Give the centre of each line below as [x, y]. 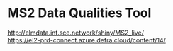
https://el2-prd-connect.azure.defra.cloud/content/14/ [87, 40]
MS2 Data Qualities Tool [79, 13]
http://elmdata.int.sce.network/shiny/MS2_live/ [76, 33]
